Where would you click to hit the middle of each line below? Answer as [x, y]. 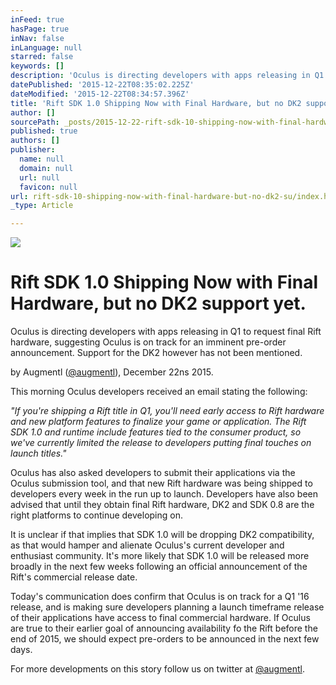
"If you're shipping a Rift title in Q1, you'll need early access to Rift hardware [167, 411]
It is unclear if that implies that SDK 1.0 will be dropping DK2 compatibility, [162, 535]
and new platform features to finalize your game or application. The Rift [158, 422]
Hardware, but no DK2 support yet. [158, 303]
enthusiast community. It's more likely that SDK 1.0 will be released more [160, 556]
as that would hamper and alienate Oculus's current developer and [147, 545]
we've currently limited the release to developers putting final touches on [161, 443]
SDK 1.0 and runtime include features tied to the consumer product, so [156, 432]
